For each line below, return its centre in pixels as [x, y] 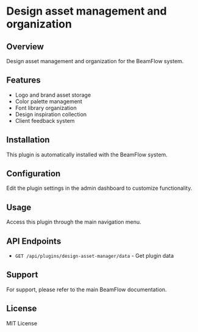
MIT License [22, 323]
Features [23, 80]
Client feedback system [45, 120]
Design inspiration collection [51, 114]
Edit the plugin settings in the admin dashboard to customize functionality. [99, 188]
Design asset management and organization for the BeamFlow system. [95, 61]
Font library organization [46, 108]
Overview [25, 47]
